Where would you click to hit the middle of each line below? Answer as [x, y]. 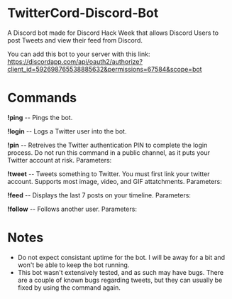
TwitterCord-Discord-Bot [83, 13]
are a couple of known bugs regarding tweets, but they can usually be [120, 280]
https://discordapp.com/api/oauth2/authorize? [75, 61]
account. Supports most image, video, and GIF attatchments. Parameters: [115, 181]
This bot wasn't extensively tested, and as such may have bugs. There [121, 272]
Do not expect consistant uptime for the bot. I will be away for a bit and [121, 257]
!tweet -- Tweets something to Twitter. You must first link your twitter [109, 174]
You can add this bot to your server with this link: [79, 54]
